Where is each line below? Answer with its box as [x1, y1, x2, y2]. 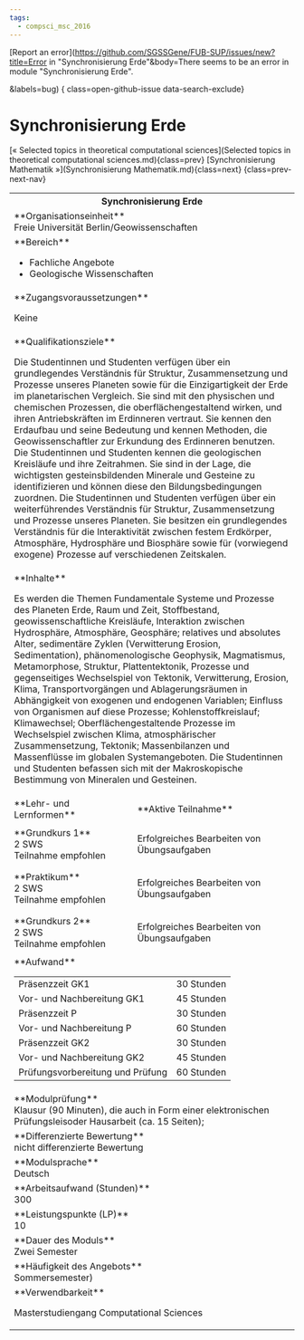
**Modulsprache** [14, 1156, 100, 1169]
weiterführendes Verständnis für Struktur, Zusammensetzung [14, 503, 275, 516]
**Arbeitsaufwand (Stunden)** [14, 1182, 151, 1195]
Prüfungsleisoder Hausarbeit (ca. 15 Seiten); [14, 1115, 204, 1128]
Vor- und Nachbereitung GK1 [18, 992, 145, 1005]
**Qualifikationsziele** [14, 336, 116, 349]
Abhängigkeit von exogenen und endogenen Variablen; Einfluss [14, 694, 283, 707]
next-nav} [9, 174, 47, 185]
